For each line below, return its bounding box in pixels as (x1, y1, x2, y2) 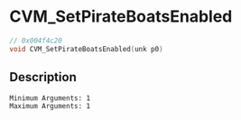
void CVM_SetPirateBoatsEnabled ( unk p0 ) (9, 44, 164, 53)
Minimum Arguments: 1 (9, 93, 91, 103)
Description (9, 69, 77, 85)
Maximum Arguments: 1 (9, 101, 91, 110)
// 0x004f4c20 (9, 36, 63, 45)
